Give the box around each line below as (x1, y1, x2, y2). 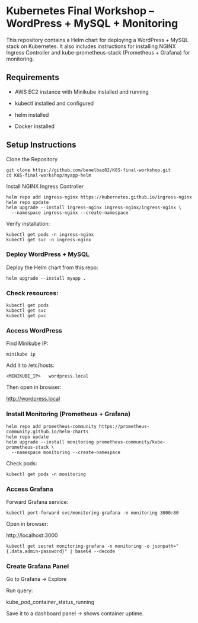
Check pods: (6, 459, 37, 467)
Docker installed (14, 123, 55, 130)
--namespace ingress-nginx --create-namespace (11, 209, 129, 216)
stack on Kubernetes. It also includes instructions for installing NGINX (6, 43, 176, 50)
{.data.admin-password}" (6, 548, 68, 555)
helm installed (14, 111, 49, 118)
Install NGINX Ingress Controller (6, 183, 84, 190)
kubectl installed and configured (14, 100, 94, 107)
